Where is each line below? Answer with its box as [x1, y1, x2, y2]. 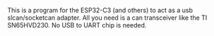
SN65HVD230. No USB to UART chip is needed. [7, 21, 147, 29]
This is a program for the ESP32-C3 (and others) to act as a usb [7, 6, 193, 14]
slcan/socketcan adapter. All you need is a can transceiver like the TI [7, 13, 208, 22]
